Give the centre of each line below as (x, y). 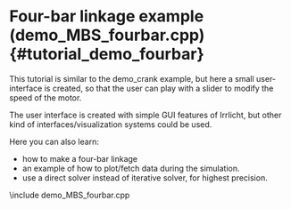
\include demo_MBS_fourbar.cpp (70, 195)
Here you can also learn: (54, 141)
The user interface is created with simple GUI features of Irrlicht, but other (145, 115)
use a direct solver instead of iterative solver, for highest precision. (145, 177)
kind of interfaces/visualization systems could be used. (111, 124)
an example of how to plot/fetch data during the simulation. (131, 168)
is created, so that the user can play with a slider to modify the (159, 88)
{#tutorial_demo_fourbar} (107, 54)
